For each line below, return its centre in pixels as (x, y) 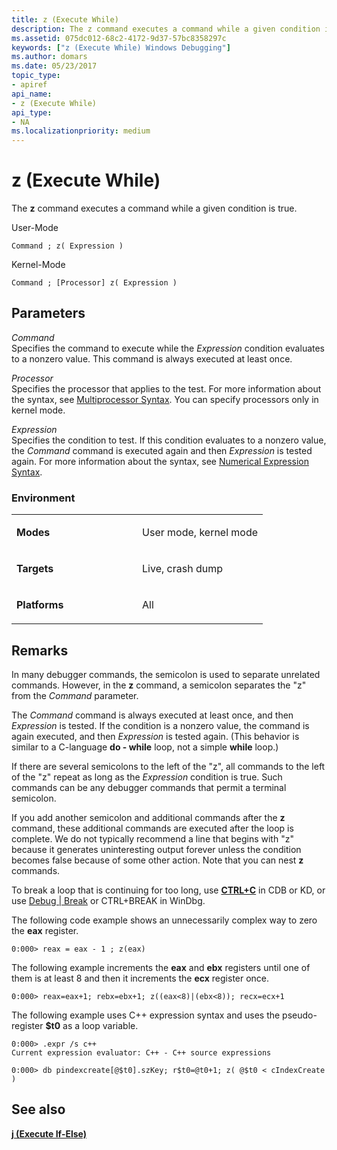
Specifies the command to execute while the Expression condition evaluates (168, 348)
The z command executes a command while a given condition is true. (154, 208)
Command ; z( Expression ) (67, 246)
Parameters (48, 313)
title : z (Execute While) (65, 19)
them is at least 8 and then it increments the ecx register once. (140, 978)
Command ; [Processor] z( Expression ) (94, 283)
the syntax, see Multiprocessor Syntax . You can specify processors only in (165, 399)
